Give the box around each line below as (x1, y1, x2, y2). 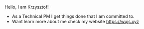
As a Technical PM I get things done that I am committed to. (11, 14, 135, 19)
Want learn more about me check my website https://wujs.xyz (11, 19, 140, 24)
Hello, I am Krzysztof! (4, 4, 49, 10)
